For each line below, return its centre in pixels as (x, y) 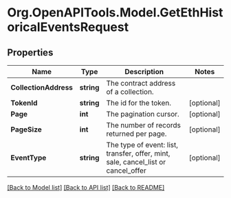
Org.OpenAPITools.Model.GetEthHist (115, 13)
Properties (30, 52)
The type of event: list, (142, 145)
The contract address (141, 83)
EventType (29, 158)
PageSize (26, 129)
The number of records (143, 125)
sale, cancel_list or (136, 162)
